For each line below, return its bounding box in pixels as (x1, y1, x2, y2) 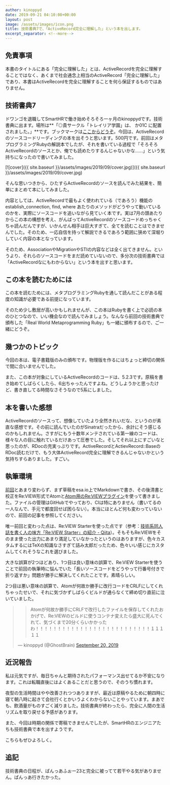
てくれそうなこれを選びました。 (14, 548, 81, 554)
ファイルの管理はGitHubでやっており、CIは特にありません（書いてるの (14, 499, 161, 505)
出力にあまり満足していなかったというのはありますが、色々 (31, 535, 156, 542)
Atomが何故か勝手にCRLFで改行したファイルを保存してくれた (30, 606, 159, 612)
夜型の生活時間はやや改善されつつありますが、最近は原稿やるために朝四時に (5, 690, 165, 696)
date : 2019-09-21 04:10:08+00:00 (5, 12, 76, 17)
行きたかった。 (31, 774, 63, 780)
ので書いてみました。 (31, 154, 77, 160)
